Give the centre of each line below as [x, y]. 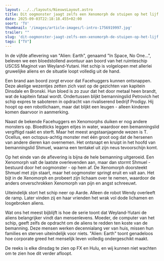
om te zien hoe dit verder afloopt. [39, 253]
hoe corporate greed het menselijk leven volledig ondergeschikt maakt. [77, 238]
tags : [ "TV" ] [18, 42]
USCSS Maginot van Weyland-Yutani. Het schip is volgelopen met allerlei [79, 66]
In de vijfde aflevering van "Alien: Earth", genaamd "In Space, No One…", [78, 55]
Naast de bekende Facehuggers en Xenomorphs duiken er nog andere [76, 121]
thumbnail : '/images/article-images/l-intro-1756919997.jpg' [69, 28]
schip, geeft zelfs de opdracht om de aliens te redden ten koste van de [76, 223]
